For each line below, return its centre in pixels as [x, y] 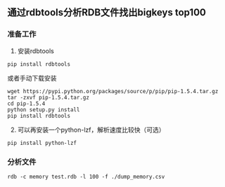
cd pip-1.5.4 [26, 104]
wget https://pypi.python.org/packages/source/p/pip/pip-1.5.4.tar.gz [113, 91]
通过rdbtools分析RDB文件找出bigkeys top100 [107, 13]
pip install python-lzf [42, 143]
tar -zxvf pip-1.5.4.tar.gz [49, 97]
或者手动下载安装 [32, 78]
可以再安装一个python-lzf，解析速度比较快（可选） [91, 130]
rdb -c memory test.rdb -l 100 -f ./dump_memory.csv [86, 176]
